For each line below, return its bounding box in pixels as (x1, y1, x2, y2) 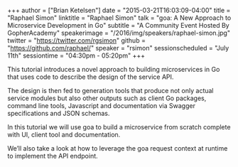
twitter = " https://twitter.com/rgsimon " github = (7, 36, 146, 45)
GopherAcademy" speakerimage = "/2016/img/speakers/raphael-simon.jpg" (7, 28, 231, 37)
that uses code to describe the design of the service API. (7, 72, 174, 81)
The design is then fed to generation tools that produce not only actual (7, 87, 215, 95)
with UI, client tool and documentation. (7, 131, 121, 139)
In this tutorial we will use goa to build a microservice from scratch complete (7, 123, 231, 131)
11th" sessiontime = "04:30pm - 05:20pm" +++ (7, 51, 146, 60)
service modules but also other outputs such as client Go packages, (7, 94, 207, 102)
